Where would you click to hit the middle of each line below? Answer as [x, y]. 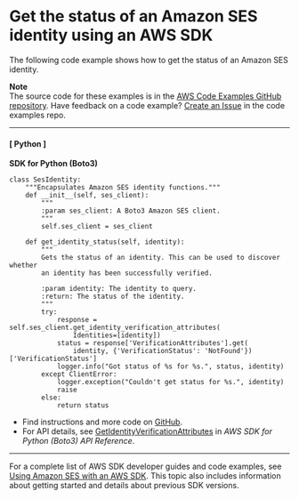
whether [24, 266]
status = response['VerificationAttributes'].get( [153, 343]
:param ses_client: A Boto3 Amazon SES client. [131, 211]
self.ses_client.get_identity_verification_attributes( [115, 328]
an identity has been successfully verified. [127, 273]
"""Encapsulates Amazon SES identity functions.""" [123, 188]
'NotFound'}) [228, 351]
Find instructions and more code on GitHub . [102, 422]
